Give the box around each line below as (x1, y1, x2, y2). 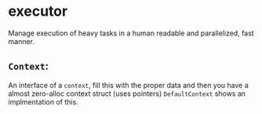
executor (8, 2, 68, 20)
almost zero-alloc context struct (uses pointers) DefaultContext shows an (8, 89, 246, 98)
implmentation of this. (8, 97, 78, 106)
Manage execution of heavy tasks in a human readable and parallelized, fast (8, 28, 254, 38)
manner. (8, 36, 35, 46)
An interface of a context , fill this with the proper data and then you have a (8, 80, 249, 90)
